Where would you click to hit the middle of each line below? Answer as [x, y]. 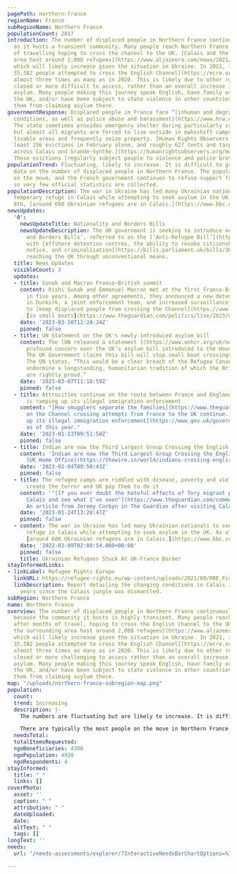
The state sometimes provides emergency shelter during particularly [118, 125]
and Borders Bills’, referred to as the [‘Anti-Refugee [110, 237]
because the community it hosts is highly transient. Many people [113, 618]
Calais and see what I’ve [64, 499]
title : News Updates [44, 263]
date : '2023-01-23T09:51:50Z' [65, 434]
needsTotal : [31, 736]
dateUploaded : [34, 814]
